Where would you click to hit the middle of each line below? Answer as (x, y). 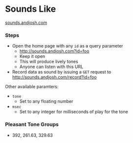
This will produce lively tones (49, 62)
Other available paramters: (32, 87)
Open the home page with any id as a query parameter (67, 46)
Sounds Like (31, 9)
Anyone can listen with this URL (51, 67)
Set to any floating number (46, 101)
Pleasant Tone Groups (32, 124)
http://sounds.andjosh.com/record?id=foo (54, 77)
